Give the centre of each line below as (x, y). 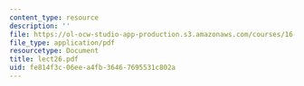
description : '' (40, 26)
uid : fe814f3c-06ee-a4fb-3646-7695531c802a (93, 68)
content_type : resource (54, 17)
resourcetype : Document (54, 51)
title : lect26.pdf (44, 59)
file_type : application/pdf (62, 43)
